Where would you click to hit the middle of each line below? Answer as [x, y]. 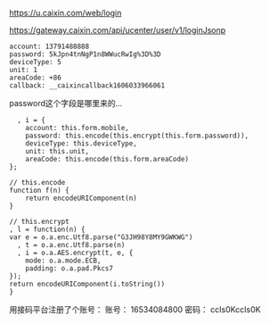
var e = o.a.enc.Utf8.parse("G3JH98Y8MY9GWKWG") [101, 237]
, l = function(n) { [48, 229]
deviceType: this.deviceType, [82, 144]
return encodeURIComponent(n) [82, 198]
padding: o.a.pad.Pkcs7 [70, 269]
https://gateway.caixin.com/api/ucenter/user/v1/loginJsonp [118, 30]
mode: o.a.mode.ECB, [63, 261]
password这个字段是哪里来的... [66, 103]
